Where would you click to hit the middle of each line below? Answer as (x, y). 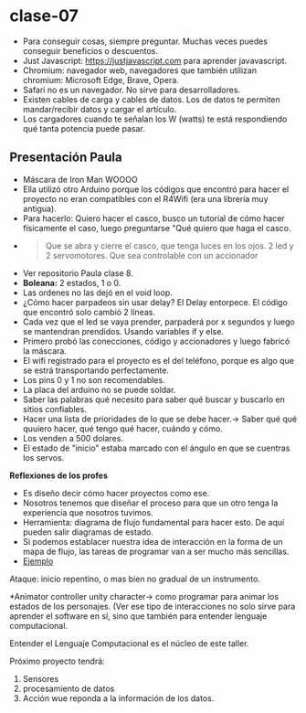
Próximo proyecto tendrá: (57, 661)
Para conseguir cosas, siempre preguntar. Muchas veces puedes (145, 41)
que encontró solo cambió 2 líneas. (89, 312)
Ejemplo (38, 561)
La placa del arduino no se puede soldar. (99, 389)
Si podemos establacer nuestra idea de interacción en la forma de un (153, 541)
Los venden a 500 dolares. (73, 438)
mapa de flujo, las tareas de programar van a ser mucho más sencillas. (156, 551)
